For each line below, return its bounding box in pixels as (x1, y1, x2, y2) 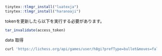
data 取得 (5, 37, 24, 43)
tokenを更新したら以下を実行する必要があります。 (5, 18, 105, 24)
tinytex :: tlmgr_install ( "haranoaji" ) (5, 9, 81, 14)
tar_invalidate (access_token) (5, 28, 66, 33)
